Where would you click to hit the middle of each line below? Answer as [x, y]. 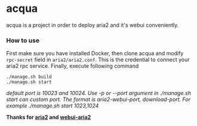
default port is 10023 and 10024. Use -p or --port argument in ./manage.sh [98, 93]
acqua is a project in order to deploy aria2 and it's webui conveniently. [93, 25]
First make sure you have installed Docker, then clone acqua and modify [95, 53]
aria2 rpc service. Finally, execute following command [73, 66]
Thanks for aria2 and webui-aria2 [49, 117]
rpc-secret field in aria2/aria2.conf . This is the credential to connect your [98, 60]
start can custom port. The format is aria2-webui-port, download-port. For [98, 99]
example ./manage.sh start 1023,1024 [53, 106]
